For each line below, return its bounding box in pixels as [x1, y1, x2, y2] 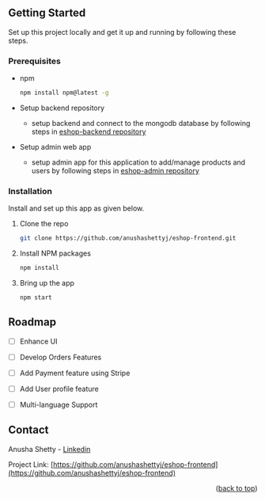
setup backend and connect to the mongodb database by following [31, 118, 251, 127]
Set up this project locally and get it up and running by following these [8, 27, 237, 36]
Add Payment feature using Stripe [19, 368, 131, 378]
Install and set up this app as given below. [8, 203, 145, 213]
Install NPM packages [19, 249, 91, 258]
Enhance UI [19, 336, 58, 346]
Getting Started [8, 6, 86, 20]
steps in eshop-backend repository [31, 127, 146, 136]
